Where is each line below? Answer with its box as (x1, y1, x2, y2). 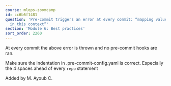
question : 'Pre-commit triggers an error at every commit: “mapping (5, 17, 154, 22)
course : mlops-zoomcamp (5, 7, 56, 13)
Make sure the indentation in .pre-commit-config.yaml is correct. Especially (5, 60, 164, 66)
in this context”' (10, 21, 49, 27)
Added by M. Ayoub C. (5, 75, 52, 81)
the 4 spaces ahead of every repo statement (5, 65, 98, 71)
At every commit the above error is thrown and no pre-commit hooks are (5, 45, 158, 51)
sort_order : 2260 (5, 31, 42, 36)
